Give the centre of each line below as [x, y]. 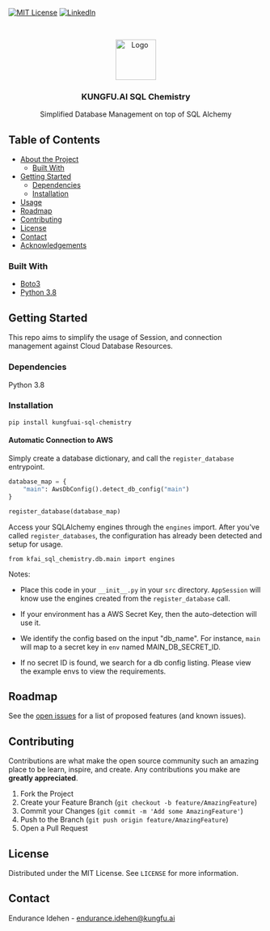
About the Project [49, 159]
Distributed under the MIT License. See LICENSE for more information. [123, 873]
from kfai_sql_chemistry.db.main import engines [92, 559]
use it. [30, 623]
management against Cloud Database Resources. [91, 346]
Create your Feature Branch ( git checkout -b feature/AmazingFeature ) [139, 802]
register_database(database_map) [65, 511]
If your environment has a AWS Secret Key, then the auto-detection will [138, 614]
